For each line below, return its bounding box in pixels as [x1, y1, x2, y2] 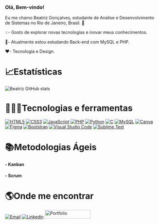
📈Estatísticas [5, 66, 62, 78]
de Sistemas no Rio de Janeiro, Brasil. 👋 [5, 20, 85, 26]
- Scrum [5, 173, 22, 178]
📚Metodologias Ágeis [5, 142, 97, 153]
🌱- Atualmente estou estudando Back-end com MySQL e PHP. [5, 39, 130, 45]
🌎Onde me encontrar [5, 191, 94, 201]
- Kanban [5, 161, 24, 167]
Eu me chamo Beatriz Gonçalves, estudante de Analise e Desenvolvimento [5, 15, 155, 21]
